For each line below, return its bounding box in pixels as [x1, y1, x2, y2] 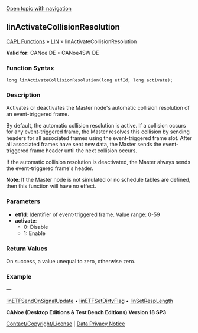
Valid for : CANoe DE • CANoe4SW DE [6, 49, 99, 56]
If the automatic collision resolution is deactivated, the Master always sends [6, 159, 191, 166]
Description [6, 91, 41, 99]
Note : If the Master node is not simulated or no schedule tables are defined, [6, 177, 191, 184]
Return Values [6, 244, 48, 253]
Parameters [6, 197, 40, 205]
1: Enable [23, 230, 46, 237]
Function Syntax [6, 64, 54, 72]
